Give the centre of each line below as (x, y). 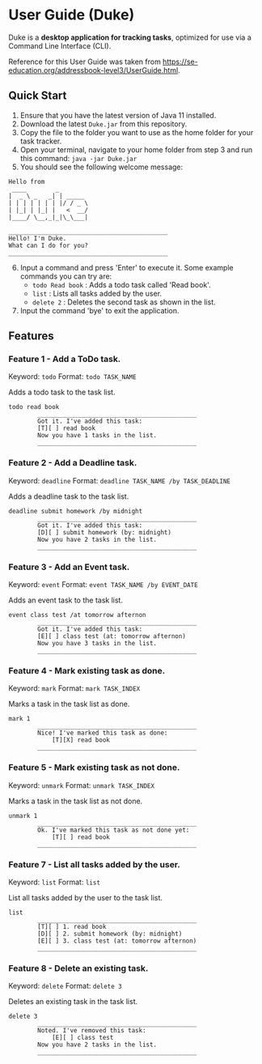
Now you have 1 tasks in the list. (97, 436)
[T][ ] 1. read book (72, 926)
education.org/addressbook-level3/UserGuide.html (93, 70)
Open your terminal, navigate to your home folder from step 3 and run (136, 149)
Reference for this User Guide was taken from (85, 62)
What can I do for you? (49, 245)
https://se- (180, 62)
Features (31, 336)
